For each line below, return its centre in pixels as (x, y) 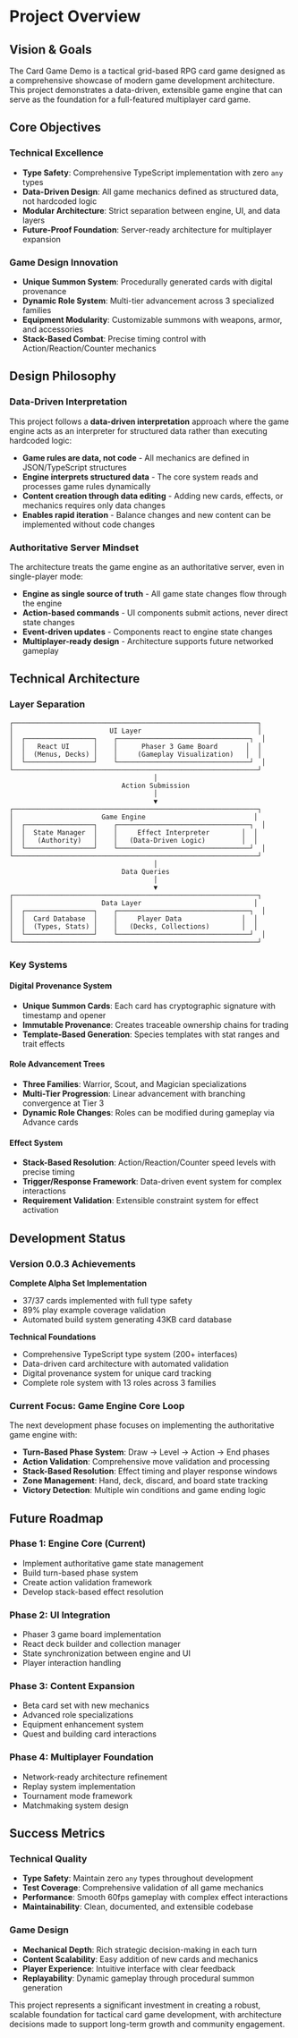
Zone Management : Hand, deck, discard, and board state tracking (145, 1481)
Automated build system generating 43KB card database (127, 1319)
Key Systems (38, 964)
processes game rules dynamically (86, 486)
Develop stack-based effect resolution (93, 1592)
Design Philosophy (63, 376)
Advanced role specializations (78, 1715)
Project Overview (75, 17)
